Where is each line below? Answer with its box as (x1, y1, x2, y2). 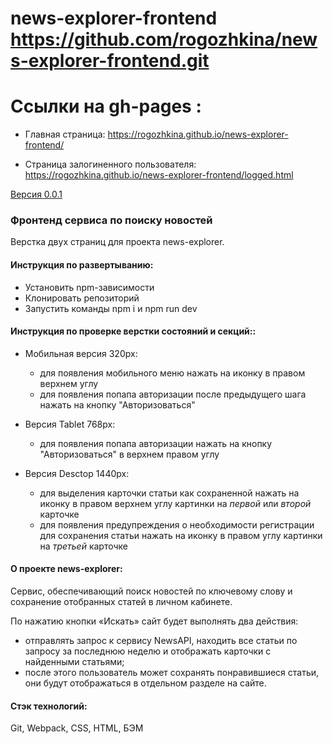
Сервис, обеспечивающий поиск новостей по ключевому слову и (10, 585, 293, 597)
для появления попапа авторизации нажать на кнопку (39, 437, 273, 449)
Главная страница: (24, 128, 106, 141)
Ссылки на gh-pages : (10, 95, 202, 118)
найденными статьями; (24, 656, 125, 668)
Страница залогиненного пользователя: (24, 158, 197, 171)
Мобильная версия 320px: (24, 347, 138, 359)
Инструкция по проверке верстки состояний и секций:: (10, 325, 257, 337)
